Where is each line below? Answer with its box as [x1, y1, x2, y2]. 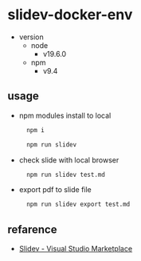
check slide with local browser [18, 155, 119, 165]
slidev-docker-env [7, 6, 133, 24]
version [18, 32, 45, 42]
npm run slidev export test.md [26, 200, 131, 209]
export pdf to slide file [18, 185, 92, 195]
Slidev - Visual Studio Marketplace [18, 244, 133, 254]
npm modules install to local [18, 110, 112, 120]
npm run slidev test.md [26, 171, 105, 179]
